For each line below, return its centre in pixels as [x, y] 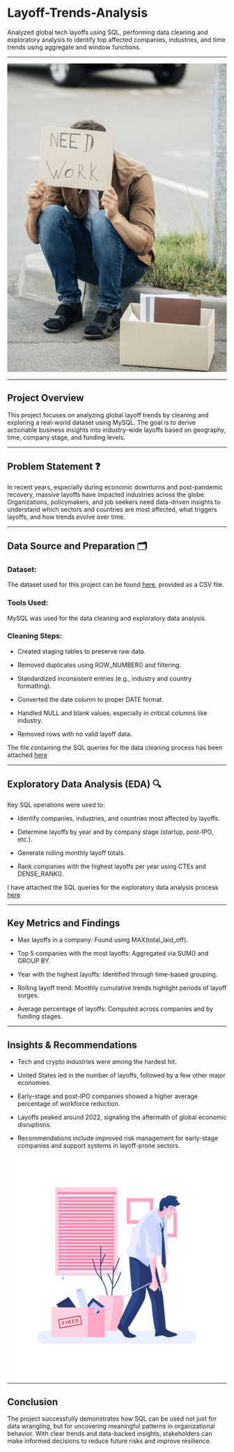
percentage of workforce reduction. [69, 1104]
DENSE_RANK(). [40, 874]
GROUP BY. [34, 961]
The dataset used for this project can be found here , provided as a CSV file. [116, 584]
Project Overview [46, 398]
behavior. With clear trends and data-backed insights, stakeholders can [110, 1434]
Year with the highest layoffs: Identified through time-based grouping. [117, 975]
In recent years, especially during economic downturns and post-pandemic [115, 487]
